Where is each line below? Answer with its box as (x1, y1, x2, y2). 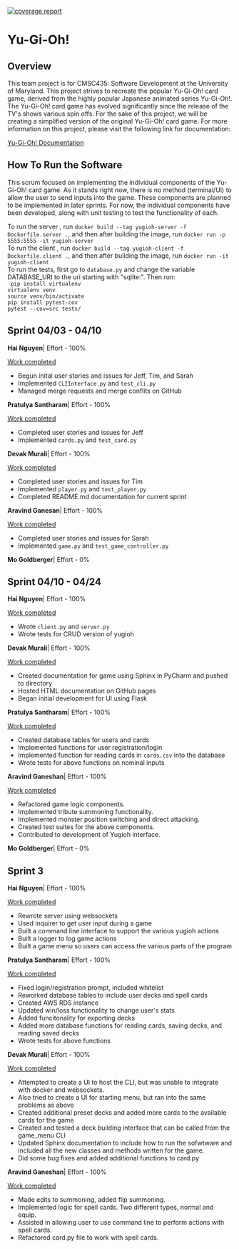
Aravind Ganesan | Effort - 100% (7, 506, 103, 514)
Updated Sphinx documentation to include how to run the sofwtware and (17, 1139, 233, 1148)
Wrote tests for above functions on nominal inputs (17, 758, 165, 767)
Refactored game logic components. (17, 800, 125, 808)
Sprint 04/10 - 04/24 (7, 576, 102, 588)
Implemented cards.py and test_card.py (17, 436, 137, 444)
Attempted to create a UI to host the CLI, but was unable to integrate (17, 1078, 219, 1087)
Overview (7, 60, 52, 72)
